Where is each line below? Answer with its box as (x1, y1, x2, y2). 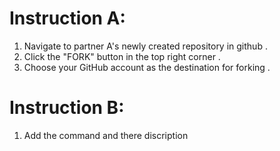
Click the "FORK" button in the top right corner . (23, 50, 221, 62)
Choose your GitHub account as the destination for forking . (23, 61, 271, 73)
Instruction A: (9, 7, 126, 30)
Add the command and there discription (23, 129, 189, 141)
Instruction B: (9, 97, 125, 119)
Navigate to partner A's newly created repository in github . (23, 40, 268, 52)
